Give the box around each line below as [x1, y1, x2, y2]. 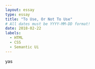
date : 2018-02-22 [5, 26, 41, 31]
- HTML [9, 35, 23, 40]
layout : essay [5, 7, 35, 12]
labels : [5, 30, 21, 35]
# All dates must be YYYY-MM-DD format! [5, 21, 91, 26]
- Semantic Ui [9, 44, 39, 49]
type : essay [5, 12, 30, 17]
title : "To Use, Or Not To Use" [5, 16, 72, 21]
